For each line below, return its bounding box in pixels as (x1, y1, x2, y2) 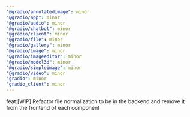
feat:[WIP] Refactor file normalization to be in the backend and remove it (6, 98, 185, 105)
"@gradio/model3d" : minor (6, 59, 71, 65)
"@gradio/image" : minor (6, 48, 66, 54)
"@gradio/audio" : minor (6, 20, 66, 26)
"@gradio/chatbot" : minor (6, 25, 71, 32)
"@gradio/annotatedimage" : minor (6, 8, 90, 15)
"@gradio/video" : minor (6, 70, 66, 76)
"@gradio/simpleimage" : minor (6, 64, 82, 71)
